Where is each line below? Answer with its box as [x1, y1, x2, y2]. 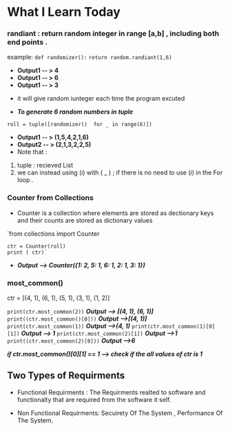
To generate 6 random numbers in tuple [17, 108, 134, 116]
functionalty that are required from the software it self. [17, 395, 171, 403]
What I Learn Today [7, 4, 121, 20]
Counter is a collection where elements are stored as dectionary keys [17, 208, 214, 217]
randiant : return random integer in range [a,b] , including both [7, 29, 220, 39]
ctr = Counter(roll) [7, 243, 67, 250]
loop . [17, 176, 34, 184]
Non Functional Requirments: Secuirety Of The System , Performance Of [17, 408, 223, 417]
